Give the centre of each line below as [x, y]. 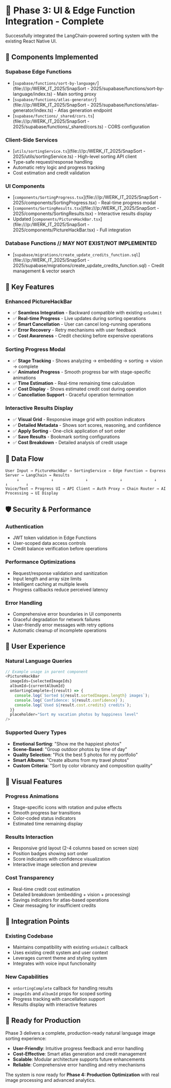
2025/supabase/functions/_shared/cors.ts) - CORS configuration [81, 126]
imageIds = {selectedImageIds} [41, 681]
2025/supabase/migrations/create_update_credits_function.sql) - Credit [88, 265]
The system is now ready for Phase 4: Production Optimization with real [82, 1075]
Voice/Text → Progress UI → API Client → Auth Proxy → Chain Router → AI [86, 489]
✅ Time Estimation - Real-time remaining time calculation [74, 383]
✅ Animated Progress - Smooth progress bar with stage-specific [82, 372]
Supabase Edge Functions [38, 72]
